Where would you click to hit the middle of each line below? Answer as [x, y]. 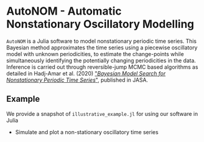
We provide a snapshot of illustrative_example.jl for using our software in [102, 113]
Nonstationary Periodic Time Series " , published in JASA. [77, 80]
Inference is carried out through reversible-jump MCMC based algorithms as [102, 67]
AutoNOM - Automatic [64, 11]
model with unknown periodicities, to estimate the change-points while [95, 54]
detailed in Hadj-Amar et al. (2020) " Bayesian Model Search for [86, 73]
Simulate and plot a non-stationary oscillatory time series [87, 132]
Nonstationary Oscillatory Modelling [100, 24]
